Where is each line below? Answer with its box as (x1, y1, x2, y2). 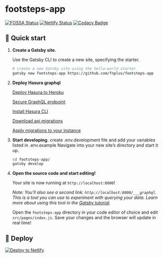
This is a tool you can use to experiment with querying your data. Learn (12, 194, 158, 200)
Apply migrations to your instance (12, 127, 81, 133)
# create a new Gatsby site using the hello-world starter (12, 66, 136, 71)
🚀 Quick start (5, 34, 46, 42)
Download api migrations (12, 118, 63, 124)
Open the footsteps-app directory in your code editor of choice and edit (12, 209, 159, 215)
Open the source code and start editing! (12, 170, 96, 176)
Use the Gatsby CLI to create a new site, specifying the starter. (12, 57, 140, 63)
